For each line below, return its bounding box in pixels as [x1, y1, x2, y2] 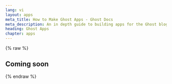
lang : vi [5, 7, 24, 13]
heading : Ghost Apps [5, 26, 50, 32]
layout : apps [5, 12, 33, 17]
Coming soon [5, 60, 49, 69]
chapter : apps [5, 31, 36, 36]
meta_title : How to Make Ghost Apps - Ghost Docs [5, 17, 114, 22]
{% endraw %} [5, 73, 37, 79]
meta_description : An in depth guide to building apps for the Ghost [5, 21, 157, 27]
